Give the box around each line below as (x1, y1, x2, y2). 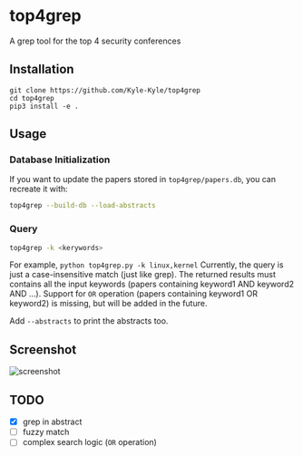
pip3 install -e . (9, 102, 79, 111)
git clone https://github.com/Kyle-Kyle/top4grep (9, 85, 201, 95)
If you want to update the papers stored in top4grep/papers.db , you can (9, 174, 277, 185)
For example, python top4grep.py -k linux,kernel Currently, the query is (9, 259, 284, 270)
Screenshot (9, 342, 77, 357)
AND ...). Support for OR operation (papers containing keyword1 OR (9, 288, 259, 299)
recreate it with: (9, 183, 68, 195)
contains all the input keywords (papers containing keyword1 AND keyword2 (9, 278, 295, 290)
